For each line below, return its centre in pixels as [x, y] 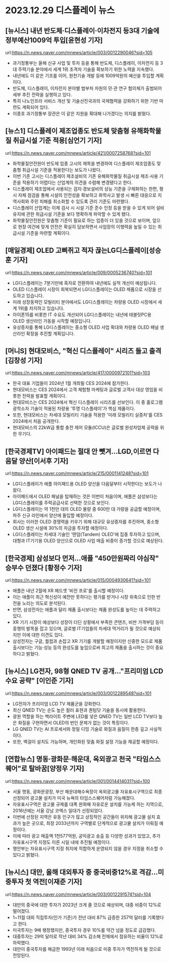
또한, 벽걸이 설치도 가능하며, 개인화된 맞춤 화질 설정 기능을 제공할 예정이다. [86, 741]
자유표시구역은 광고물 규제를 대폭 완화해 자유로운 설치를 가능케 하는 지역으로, [88, 804]
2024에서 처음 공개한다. [36, 421]
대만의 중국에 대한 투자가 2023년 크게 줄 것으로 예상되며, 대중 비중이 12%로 [87, 905]
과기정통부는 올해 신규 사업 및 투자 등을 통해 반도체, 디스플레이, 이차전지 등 [86, 63]
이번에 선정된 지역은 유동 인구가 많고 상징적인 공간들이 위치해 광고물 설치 [84, 817]
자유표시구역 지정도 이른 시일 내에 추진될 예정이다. [62, 842]
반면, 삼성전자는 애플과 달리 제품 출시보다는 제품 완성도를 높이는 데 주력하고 [87, 609]
